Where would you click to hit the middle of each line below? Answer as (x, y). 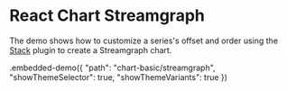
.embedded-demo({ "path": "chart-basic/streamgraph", (112, 68)
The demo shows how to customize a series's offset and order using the (143, 41)
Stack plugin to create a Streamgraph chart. (91, 50)
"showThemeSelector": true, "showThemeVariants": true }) (119, 77)
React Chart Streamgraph (107, 16)
